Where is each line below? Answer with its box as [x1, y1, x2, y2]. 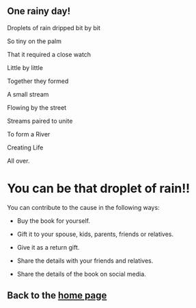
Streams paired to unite [7, 117, 73, 125]
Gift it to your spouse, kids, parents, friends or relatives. [16, 230, 174, 238]
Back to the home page [7, 289, 107, 301]
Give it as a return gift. [16, 243, 80, 251]
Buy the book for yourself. [16, 216, 91, 225]
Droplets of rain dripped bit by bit [7, 23, 100, 32]
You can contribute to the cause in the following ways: [7, 203, 160, 211]
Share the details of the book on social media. [16, 270, 147, 278]
